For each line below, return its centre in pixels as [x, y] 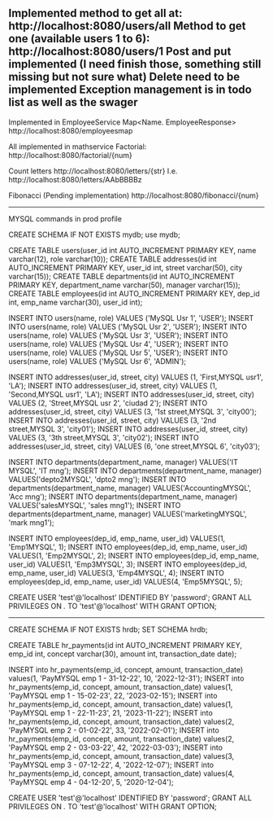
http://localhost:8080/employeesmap [71, 130]
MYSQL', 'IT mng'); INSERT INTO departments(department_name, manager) [135, 471]
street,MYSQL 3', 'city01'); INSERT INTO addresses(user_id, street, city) [128, 429]
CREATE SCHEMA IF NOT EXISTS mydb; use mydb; [94, 234]
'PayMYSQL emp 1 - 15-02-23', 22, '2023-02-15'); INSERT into [113, 695]
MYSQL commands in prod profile [65, 218]
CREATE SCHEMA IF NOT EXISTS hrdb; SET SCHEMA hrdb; [108, 629]
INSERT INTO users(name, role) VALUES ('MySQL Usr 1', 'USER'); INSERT [131, 318]
